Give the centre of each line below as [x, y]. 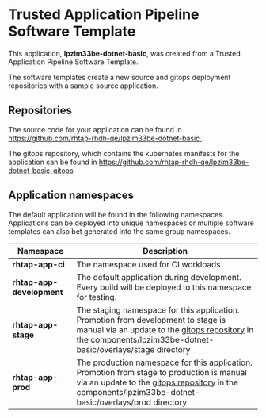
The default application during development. [159, 277]
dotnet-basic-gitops [41, 170]
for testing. [97, 297]
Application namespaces [71, 196]
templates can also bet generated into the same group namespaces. [120, 231]
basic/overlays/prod [114, 402]
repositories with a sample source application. [83, 86]
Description [165, 251]
